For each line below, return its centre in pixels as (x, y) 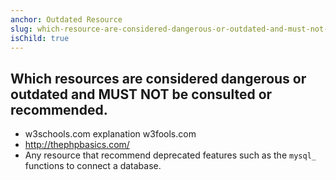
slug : (21, 29)
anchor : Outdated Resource (66, 19)
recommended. (59, 109)
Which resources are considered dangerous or (158, 78)
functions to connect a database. (93, 166)
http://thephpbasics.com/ (77, 145)
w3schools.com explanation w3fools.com (110, 134)
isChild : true (40, 38)
